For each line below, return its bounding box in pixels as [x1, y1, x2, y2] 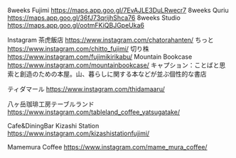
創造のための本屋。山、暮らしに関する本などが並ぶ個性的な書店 [19, 70, 207, 78]
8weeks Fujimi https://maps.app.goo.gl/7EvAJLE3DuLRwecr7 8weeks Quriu [7, 6, 229, 14]
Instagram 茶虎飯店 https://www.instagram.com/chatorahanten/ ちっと [7, 35, 215, 44]
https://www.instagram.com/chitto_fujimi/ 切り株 [7, 45, 149, 52]
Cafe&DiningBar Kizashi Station [7, 122, 100, 130]
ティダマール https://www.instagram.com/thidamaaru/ [7, 85, 166, 93]
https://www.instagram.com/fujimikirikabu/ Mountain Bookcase [7, 52, 193, 61]
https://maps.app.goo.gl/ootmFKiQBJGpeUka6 [7, 21, 144, 29]
